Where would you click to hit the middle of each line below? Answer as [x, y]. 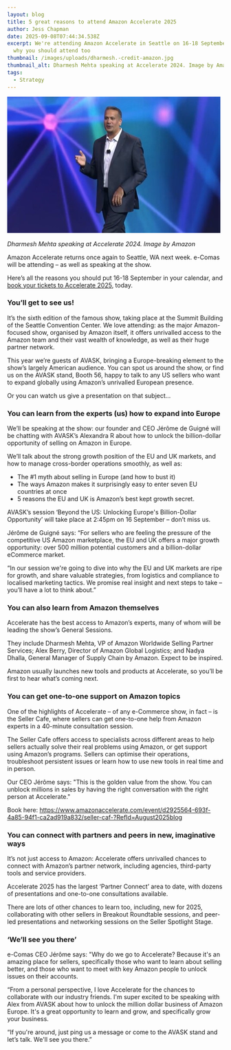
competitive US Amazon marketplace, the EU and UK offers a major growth [113, 540]
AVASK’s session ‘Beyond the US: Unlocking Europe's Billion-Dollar [102, 512]
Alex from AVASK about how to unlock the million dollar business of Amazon [115, 1005]
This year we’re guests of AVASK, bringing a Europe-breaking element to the [115, 360]
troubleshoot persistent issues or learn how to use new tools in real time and [115, 761]
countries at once [42, 492]
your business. [28, 1019]
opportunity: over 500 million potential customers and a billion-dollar [104, 547]
